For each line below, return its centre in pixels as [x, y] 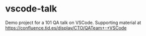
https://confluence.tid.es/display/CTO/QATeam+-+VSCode [66, 27]
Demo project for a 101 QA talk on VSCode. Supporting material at [73, 22]
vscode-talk [31, 9]
